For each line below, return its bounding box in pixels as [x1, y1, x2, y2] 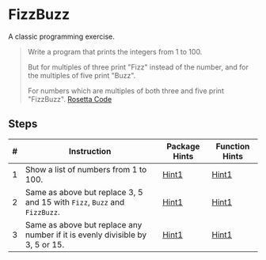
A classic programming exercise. [8, 32, 115, 41]
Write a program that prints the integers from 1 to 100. [27, 47, 203, 56]
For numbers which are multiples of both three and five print [27, 85, 224, 96]
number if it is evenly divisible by [25, 229, 147, 240]
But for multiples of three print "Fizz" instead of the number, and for [27, 62, 249, 72]
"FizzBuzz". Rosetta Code [27, 94, 112, 104]
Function [215, 141, 250, 152]
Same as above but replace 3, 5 [25, 187, 144, 198]
